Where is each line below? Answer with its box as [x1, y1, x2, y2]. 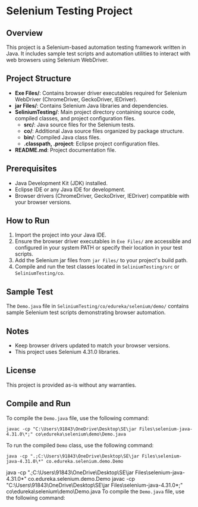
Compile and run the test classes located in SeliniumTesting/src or [14, 263, 180, 270]
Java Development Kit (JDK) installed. [14, 179, 108, 186]
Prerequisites [6, 164, 57, 174]
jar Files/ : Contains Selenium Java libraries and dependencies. [14, 102, 168, 109]
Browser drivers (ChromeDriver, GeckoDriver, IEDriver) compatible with [14, 192, 190, 199]
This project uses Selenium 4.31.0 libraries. [14, 349, 120, 356]
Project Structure [6, 73, 71, 84]
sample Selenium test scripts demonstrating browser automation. [6, 309, 166, 316]
